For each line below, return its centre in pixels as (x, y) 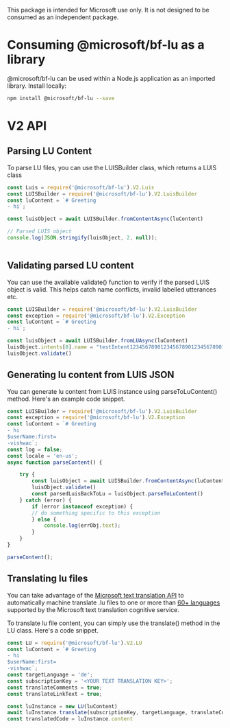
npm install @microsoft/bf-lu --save (61, 98)
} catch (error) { (46, 500)
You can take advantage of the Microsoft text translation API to (95, 595)
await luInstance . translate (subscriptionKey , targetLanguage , (98, 713)
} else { (44, 519)
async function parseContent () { (55, 462)
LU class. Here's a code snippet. (53, 630)
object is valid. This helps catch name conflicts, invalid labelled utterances (112, 289)
